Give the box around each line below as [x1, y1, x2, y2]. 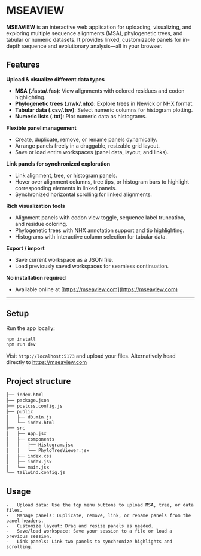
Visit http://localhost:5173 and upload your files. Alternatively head [6, 352, 176, 359]
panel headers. [6, 518, 44, 524]
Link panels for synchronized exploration [6, 160, 111, 167]
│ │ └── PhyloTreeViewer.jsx [6, 447, 90, 453]
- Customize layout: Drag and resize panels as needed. [6, 523, 154, 529]
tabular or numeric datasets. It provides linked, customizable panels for [6, 36, 182, 43]
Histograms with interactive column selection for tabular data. [14, 233, 167, 240]
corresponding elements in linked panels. [14, 184, 117, 191]
